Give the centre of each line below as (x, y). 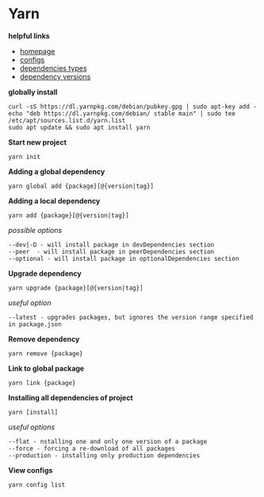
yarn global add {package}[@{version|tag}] (81, 186)
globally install (33, 91)
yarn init (25, 157)
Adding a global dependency (57, 171)
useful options (32, 427)
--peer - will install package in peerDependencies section (111, 251)
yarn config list (37, 485)
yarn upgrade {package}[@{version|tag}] (76, 288)
